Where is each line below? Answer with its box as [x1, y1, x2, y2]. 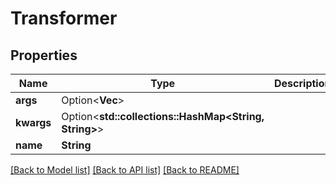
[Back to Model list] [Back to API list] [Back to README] [10, 164, 240, 176]
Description [274, 77, 332, 90]
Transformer [10, 7, 118, 30]
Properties [10, 47, 78, 64]
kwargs [15, 116, 52, 129]
